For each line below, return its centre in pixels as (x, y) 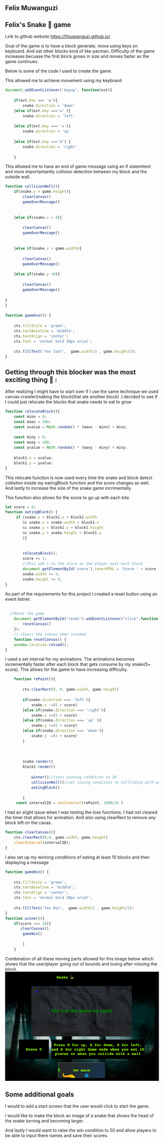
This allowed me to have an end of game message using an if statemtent (78, 166)
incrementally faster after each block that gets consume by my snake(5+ (78, 664)
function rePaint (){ (35, 679)
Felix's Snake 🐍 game (38, 25)
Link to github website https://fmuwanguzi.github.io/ (58, 37)
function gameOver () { (28, 316)
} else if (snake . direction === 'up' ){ (62, 720)
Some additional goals (40, 1095)
